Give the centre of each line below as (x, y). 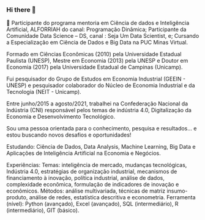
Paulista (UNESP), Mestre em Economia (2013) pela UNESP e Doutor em (97, 61)
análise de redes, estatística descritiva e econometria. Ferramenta (112, 197)
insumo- (177, 191)
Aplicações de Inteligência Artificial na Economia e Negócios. (84, 153)
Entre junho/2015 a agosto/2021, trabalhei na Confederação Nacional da (97, 104)
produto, (17, 197)
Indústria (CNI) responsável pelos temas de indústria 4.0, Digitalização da (99, 110)
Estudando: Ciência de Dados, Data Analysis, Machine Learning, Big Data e (101, 147)
